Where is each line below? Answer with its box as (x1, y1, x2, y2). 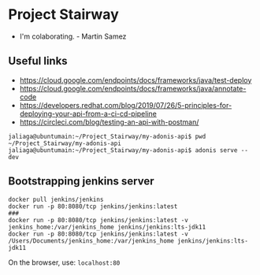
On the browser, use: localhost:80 (8, 258, 121, 267)
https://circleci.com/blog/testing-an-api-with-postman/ (19, 117, 199, 127)
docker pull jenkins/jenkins (8, 195, 104, 203)
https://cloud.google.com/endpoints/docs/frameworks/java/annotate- (19, 84, 247, 93)
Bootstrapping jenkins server (8, 175, 154, 188)
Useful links (8, 54, 69, 68)
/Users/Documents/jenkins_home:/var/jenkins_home (8, 236, 175, 245)
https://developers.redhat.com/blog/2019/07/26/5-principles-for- (19, 100, 232, 110)
